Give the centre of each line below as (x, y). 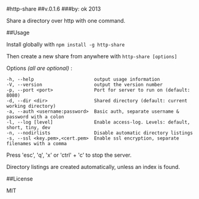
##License (20, 179)
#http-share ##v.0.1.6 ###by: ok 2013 (54, 9)
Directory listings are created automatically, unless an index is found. (93, 167)
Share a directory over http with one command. (66, 21)
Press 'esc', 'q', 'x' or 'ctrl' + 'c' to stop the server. (69, 155)
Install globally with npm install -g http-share (66, 44)
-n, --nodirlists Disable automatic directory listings (99, 133)
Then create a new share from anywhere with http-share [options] (92, 56)
